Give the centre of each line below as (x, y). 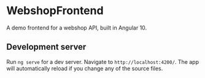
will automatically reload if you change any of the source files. (85, 68)
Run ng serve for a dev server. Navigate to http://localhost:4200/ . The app (103, 61)
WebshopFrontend (55, 11)
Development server (46, 47)
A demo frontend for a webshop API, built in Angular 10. (77, 28)
